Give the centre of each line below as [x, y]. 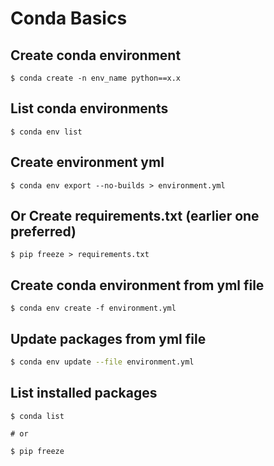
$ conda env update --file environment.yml [102, 362]
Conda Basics [69, 18]
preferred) [43, 232]
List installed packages [84, 393]
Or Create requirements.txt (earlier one [135, 216]
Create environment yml [87, 162]
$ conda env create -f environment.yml [93, 308]
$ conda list [37, 416]
